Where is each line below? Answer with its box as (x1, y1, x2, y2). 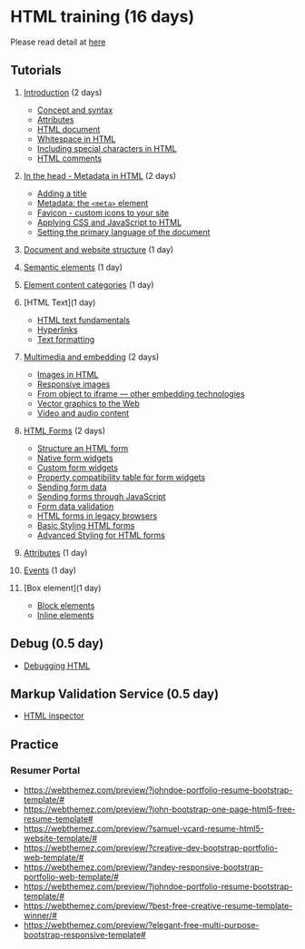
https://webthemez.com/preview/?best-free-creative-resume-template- (23, 901, 293, 912)
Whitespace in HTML (36, 133, 116, 144)
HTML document (36, 124, 101, 134)
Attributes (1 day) (23, 547, 88, 558)
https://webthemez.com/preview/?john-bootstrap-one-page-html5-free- (23, 804, 296, 815)
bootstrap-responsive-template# (23, 929, 146, 941)
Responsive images (36, 379, 111, 390)
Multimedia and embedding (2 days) (23, 351, 160, 362)
